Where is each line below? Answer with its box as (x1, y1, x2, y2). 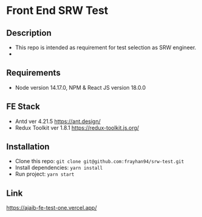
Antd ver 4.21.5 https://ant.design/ (15, 118, 101, 125)
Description (6, 28, 52, 38)
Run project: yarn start (15, 170, 75, 178)
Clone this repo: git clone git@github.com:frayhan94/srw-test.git (15, 158, 184, 165)
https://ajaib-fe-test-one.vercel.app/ (6, 204, 97, 212)
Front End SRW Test (6, 4, 109, 18)
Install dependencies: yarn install (15, 164, 103, 172)
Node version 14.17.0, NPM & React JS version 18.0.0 (15, 84, 146, 91)
